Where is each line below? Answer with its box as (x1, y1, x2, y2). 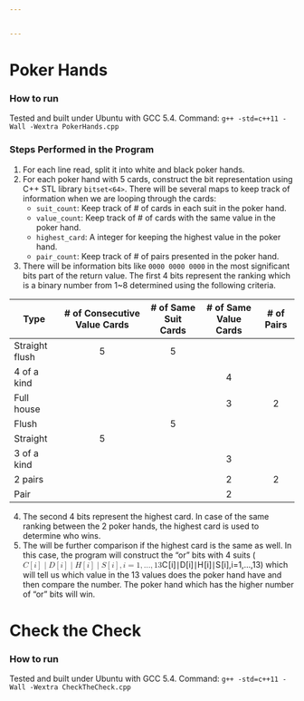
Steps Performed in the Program (9, 143, 155, 156)
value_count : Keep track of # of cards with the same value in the (35, 212, 276, 223)
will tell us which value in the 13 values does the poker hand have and (22, 569, 282, 580)
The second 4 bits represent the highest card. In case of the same (22, 511, 270, 521)
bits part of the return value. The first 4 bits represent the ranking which (22, 269, 291, 281)
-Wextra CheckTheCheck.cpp (29, 683, 131, 692)
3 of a (14, 446, 39, 459)
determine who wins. (22, 530, 101, 540)
